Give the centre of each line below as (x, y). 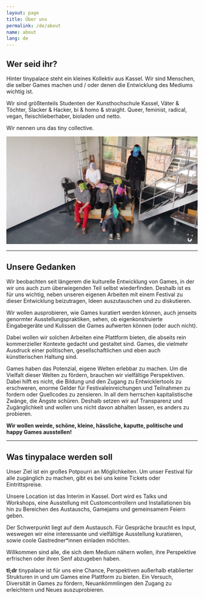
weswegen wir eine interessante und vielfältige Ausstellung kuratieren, (95, 534)
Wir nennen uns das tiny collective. (50, 128)
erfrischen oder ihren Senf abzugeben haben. (63, 559)
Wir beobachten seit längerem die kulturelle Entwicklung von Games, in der (100, 282)
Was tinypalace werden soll (59, 457)
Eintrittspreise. (24, 485)
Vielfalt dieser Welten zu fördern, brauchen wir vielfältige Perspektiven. (96, 375)
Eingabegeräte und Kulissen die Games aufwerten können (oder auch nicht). (102, 326)
